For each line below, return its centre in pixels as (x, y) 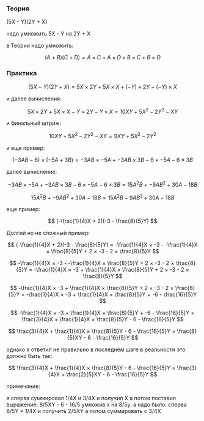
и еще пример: (26, 147)
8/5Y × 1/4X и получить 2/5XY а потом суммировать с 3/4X (84, 411)
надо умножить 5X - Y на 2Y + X (49, 34)
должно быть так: (29, 356)
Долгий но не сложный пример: (48, 233)
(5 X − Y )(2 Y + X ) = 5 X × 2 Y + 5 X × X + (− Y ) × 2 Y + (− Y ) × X (103, 86)
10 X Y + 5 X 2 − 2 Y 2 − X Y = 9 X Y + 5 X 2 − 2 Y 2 (103, 136)
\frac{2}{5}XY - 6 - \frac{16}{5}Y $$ (112, 374)
